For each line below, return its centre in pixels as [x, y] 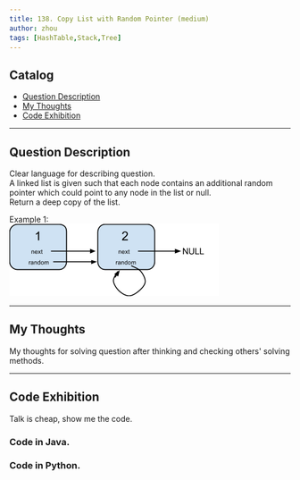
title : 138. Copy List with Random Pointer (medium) [109, 19]
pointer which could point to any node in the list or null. [110, 193]
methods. [27, 360]
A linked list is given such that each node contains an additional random [141, 183]
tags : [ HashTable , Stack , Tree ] [66, 38]
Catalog [32, 75]
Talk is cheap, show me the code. [71, 418]
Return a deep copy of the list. [65, 202]
